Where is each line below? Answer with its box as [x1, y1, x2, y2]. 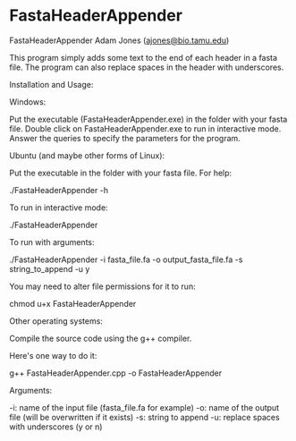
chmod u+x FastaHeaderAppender [9, 298, 137, 309]
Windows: [9, 96, 47, 107]
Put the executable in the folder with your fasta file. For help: [9, 167, 233, 178]
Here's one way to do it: [9, 350, 97, 360]
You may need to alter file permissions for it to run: [9, 281, 196, 292]
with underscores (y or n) [9, 421, 103, 432]
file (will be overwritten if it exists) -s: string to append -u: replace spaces [9, 411, 280, 422]
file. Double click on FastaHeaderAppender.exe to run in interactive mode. [9, 123, 282, 134]
